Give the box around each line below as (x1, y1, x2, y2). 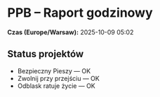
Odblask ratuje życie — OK (17, 82, 96, 90)
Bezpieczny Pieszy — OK (17, 66, 91, 75)
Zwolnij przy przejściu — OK (17, 74, 100, 82)
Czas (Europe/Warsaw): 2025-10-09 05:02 (7, 28, 134, 36)
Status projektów (7, 48, 84, 60)
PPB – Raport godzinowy (7, 5, 153, 21)
